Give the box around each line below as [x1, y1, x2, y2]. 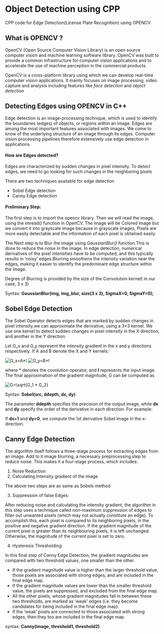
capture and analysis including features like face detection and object [5, 83, 146, 88]
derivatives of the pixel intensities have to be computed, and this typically [5, 250, 153, 256]
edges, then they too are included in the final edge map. [12, 614, 125, 620]
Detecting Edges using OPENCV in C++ [5, 102, 127, 110]
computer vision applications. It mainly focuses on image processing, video [5, 77, 157, 83]
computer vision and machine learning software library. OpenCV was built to [5, 52, 159, 58]
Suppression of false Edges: [12, 492, 70, 498]
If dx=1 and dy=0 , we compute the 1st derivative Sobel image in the [5, 415, 141, 421]
